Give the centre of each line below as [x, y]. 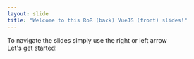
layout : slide [28, 14]
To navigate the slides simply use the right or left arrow [87, 40]
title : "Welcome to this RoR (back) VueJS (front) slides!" [98, 20]
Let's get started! [32, 48]
